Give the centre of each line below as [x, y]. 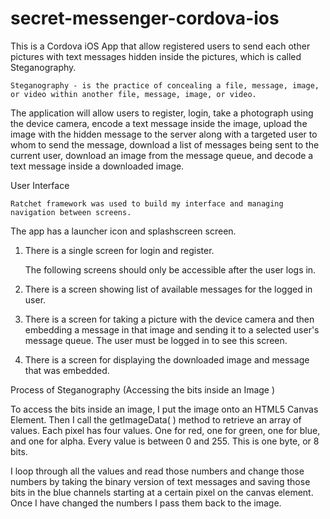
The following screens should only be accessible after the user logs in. [170, 269]
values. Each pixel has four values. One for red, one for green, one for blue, [165, 430]
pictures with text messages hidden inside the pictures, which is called [156, 56]
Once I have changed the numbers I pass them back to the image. [146, 503]
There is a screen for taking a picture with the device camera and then [169, 319]
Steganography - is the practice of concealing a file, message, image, [165, 85]
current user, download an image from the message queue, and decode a [162, 155]
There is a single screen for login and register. [119, 250]
